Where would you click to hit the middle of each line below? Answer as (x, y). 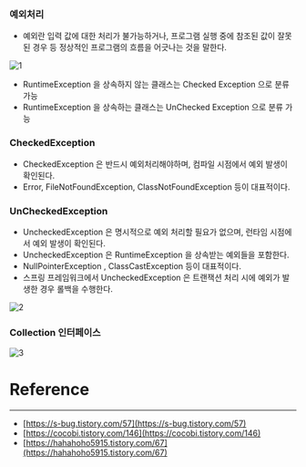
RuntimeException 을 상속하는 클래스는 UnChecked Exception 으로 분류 (153, 108)
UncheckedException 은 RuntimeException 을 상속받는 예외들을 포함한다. (156, 254)
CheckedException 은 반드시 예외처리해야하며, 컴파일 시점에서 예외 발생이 (155, 164)
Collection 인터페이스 (56, 332)
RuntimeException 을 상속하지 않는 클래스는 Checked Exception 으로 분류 (156, 85)
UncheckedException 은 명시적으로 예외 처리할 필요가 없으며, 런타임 (145, 232)
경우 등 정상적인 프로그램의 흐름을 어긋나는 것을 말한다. (130, 47)
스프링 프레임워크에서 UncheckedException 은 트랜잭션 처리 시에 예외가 (151, 277)
